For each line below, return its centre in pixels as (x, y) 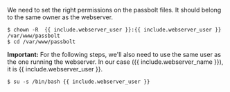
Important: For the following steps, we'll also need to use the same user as (114, 55)
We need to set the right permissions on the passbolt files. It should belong (114, 10)
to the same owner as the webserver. (60, 17)
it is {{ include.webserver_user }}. (55, 69)
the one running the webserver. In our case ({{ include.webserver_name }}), (115, 62)
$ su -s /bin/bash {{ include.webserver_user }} (79, 82)
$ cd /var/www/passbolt (42, 42)
